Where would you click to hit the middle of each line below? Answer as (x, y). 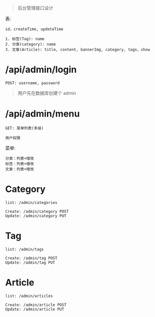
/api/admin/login (41, 70)
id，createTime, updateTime (34, 29)
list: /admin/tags (24, 249)
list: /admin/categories (31, 202)
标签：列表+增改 (20, 164)
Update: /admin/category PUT (36, 216)
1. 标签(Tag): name (25, 39)
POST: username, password (32, 83)
